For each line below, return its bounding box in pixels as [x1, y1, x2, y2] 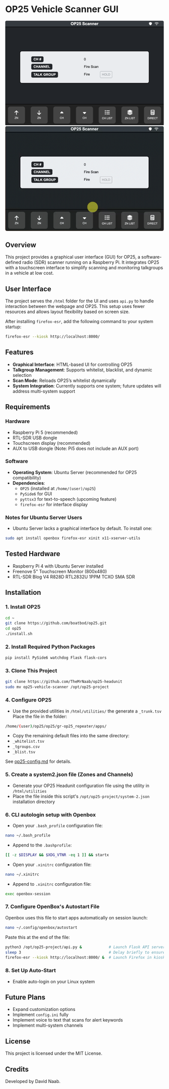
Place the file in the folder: [12, 713, 67, 719]
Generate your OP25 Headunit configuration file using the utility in [12, 783, 150, 789]
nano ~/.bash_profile [5, 833, 51, 838]
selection [12, 372, 32, 378]
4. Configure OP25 [5, 696, 52, 704]
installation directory [12, 799, 55, 805]
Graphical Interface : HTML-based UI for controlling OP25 [12, 361, 132, 367]
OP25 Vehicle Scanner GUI [5, 4, 119, 15]
